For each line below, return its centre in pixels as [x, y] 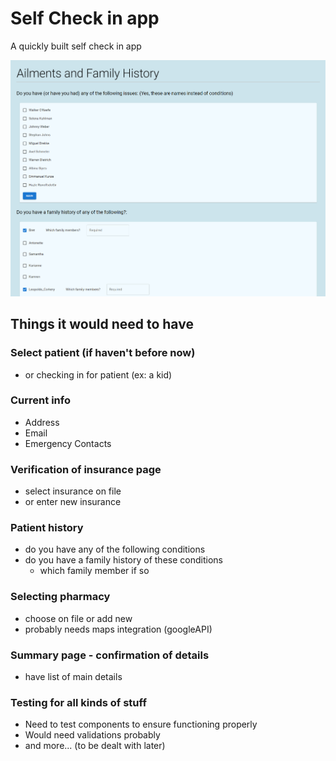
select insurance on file [73, 491]
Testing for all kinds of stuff [78, 702]
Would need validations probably [92, 735]
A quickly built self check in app [76, 46]
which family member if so [94, 571]
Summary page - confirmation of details [110, 655]
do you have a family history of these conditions [123, 560]
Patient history [47, 528]
